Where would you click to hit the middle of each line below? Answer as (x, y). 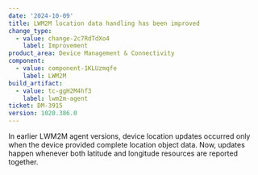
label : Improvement (56, 46)
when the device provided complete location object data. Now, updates (127, 145)
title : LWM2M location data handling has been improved (104, 23)
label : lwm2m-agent (56, 98)
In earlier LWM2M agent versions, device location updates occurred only (129, 136)
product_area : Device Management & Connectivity (92, 53)
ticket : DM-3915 (35, 106)
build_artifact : (35, 83)
